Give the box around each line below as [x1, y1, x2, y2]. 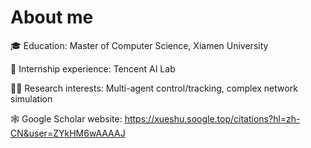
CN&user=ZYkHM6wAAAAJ [10, 127, 126, 139]
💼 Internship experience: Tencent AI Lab [10, 62, 176, 75]
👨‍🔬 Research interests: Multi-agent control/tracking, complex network [10, 82, 298, 94]
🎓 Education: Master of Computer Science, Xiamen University [10, 39, 269, 51]
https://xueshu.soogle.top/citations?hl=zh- [124, 112, 301, 125]
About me [10, 6, 94, 29]
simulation [10, 92, 53, 105]
